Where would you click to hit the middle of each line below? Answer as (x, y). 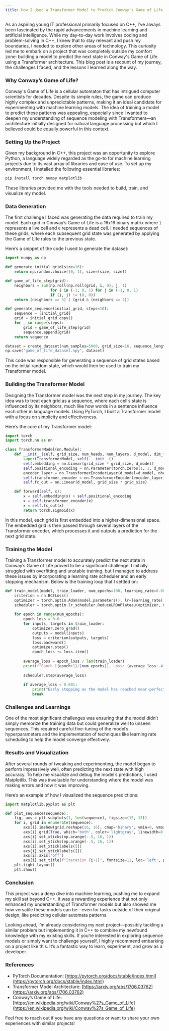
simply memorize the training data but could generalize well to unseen (78, 723)
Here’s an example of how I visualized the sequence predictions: (72, 795)
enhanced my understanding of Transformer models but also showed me (81, 904)
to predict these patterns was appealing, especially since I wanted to (76, 113)
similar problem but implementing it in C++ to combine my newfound (76, 930)
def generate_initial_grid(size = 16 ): (45, 267)
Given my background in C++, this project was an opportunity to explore (80, 153)
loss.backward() (49, 643)
